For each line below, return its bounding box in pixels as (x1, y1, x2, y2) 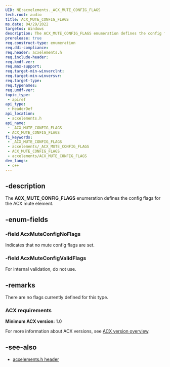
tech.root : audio (5, 12, 42, 17)
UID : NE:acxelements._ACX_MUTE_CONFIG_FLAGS (5, 7, 101, 13)
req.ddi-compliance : (5, 45, 49, 50)
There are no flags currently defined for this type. (5, 295, 109, 301)
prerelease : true (5, 36, 42, 41)
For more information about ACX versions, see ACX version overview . (5, 328, 150, 335)
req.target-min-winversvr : (5, 74, 62, 79)
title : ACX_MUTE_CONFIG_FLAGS (5, 17, 69, 22)
